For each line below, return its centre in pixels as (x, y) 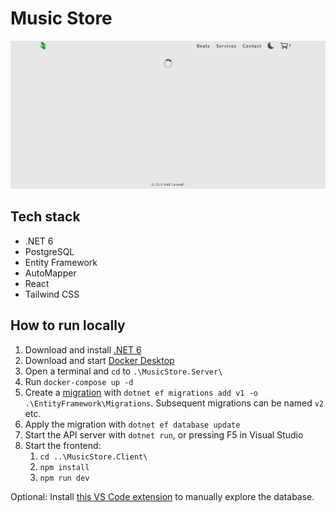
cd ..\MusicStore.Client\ (93, 457)
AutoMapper (50, 273)
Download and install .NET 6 (83, 349)
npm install (64, 467)
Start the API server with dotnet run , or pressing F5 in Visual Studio (164, 434)
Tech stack (45, 217)
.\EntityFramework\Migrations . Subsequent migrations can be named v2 (174, 403)
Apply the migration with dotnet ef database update (132, 424)
